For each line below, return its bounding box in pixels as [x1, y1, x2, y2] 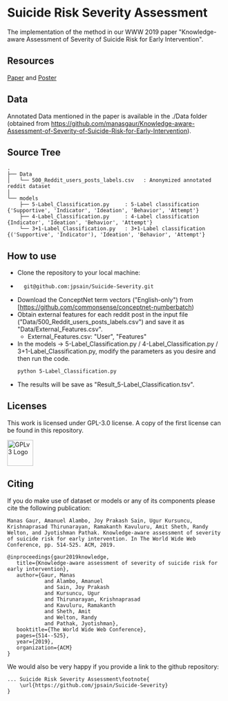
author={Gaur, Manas [16, 572, 76, 579]
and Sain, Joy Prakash [44, 583, 110, 590]
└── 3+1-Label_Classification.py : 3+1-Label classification [19, 225, 206, 232]
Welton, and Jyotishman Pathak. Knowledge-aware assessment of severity [7, 529, 221, 536]
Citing [7, 478, 34, 490]
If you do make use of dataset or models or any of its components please [7, 496, 216, 505]
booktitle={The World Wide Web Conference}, [16, 626, 147, 633]
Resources [7, 55, 55, 67]
